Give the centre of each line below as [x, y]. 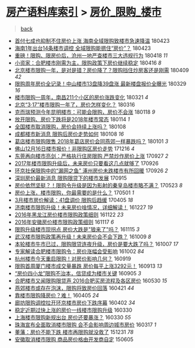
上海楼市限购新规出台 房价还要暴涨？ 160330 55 [73, 317]
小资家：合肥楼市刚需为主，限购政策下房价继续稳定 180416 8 [88, 63]
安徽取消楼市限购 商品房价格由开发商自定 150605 [74, 339]
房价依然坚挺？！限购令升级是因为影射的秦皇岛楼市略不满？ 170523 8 [99, 185]
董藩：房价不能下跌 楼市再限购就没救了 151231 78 [74, 332]
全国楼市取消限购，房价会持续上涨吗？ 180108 [70, 126]
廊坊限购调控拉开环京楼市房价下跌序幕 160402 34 [75, 302]
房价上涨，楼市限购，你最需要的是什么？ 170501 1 [74, 192]
